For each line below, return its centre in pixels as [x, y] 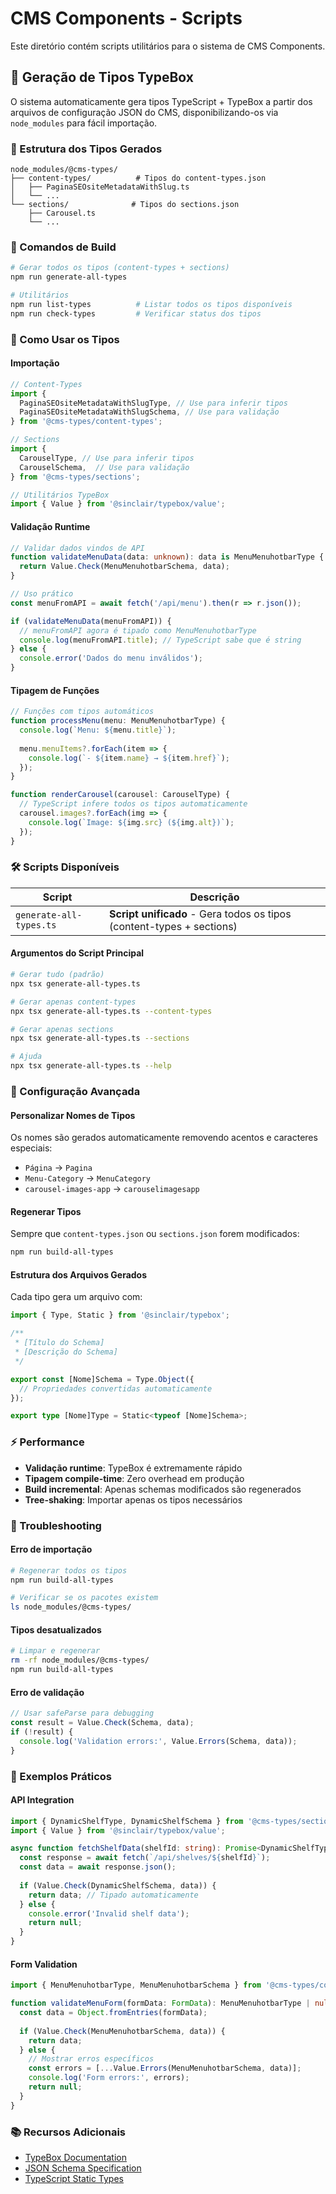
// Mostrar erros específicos [91, 2059]
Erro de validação [47, 1692]
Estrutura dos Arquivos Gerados [79, 1274]
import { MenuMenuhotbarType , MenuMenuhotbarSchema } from [136, 1985]
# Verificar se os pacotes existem [84, 1598]
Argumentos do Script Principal [77, 953]
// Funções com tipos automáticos [82, 712]
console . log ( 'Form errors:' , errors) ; [109, 2078]
